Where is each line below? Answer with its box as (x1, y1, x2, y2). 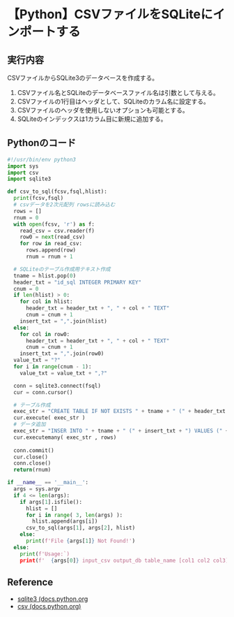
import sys (7, 162, 39, 170)
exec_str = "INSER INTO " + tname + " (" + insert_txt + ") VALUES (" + (13, 428, 229, 435)
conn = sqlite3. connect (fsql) (13, 382, 101, 389)
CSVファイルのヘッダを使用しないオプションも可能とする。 (17, 106, 189, 114)
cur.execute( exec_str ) (13, 414, 86, 421)
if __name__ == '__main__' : (7, 479, 89, 486)
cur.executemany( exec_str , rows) (13, 434, 117, 441)
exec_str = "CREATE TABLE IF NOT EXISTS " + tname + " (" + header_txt (13, 408, 226, 415)
